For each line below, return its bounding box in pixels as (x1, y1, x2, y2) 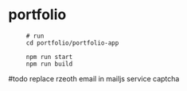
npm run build (25, 60, 73, 68)
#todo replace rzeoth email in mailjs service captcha (8, 73, 180, 83)
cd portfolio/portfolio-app (25, 38, 119, 47)
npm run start (25, 53, 73, 61)
